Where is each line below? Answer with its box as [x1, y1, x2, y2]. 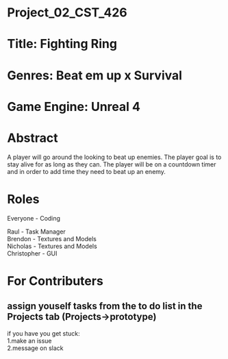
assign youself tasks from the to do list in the [7, 300, 203, 312]
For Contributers [7, 273, 104, 288]
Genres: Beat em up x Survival [7, 67, 183, 83]
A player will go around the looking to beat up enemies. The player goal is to [7, 153, 222, 161]
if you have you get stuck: [7, 329, 80, 337]
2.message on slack [7, 344, 64, 352]
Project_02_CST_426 [7, 5, 128, 21]
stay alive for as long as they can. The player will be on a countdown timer [7, 160, 217, 169]
